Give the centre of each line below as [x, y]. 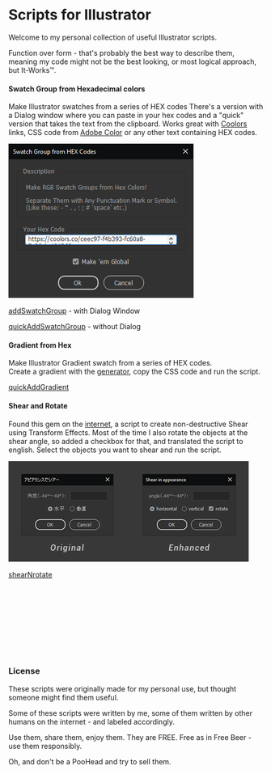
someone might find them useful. [64, 697]
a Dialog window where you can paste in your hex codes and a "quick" [126, 116]
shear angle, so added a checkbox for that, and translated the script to [126, 441]
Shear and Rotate [38, 405]
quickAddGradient [39, 387]
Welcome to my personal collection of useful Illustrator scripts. [112, 37]
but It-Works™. [32, 70]
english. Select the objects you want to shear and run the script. [115, 450]
